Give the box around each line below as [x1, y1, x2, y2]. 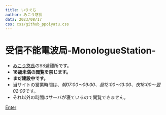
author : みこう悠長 [5, 12, 43, 17]
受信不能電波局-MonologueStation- [5, 45, 156, 56]
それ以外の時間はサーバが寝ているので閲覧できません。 [12, 94, 128, 100]
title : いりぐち [5, 7, 37, 13]
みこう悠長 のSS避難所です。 [12, 63, 72, 69]
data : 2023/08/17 [5, 17, 42, 22]
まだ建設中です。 [12, 75, 48, 82]
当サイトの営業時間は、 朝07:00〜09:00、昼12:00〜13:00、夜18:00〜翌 [12, 82, 161, 88]
